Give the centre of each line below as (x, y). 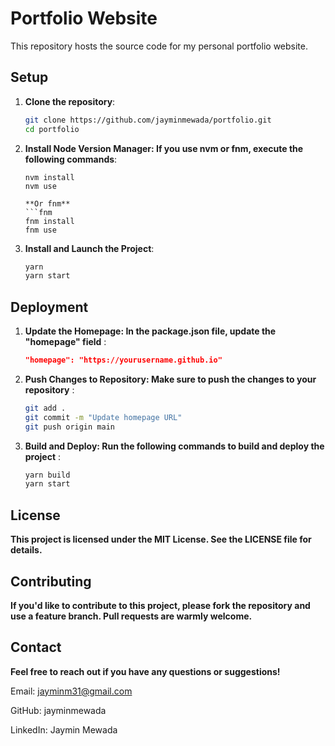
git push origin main (69, 427)
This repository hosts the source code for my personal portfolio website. (159, 46)
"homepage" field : (65, 342)
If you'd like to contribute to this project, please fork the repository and (160, 605)
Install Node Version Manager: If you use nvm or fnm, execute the (164, 148)
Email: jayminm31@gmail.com (71, 691)
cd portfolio (52, 129)
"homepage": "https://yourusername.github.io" (123, 360)
